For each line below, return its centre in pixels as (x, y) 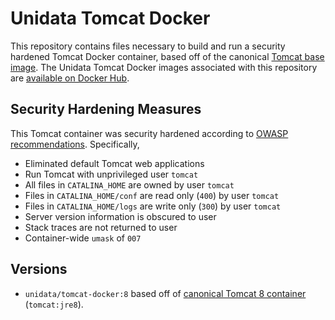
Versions (39, 269)
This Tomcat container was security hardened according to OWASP (149, 133)
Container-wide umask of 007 (83, 238)
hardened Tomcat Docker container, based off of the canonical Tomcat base (167, 56)
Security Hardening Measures (106, 109)
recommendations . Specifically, (75, 144)
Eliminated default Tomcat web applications (114, 163)
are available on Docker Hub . (70, 78)
